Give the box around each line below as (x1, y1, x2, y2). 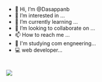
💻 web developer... (14, 46, 63, 53)
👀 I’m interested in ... (14, 12, 65, 19)
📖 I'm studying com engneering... (14, 40, 96, 47)
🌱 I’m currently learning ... (14, 18, 78, 25)
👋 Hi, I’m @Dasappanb (14, 6, 70, 12)
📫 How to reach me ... (14, 31, 70, 38)
